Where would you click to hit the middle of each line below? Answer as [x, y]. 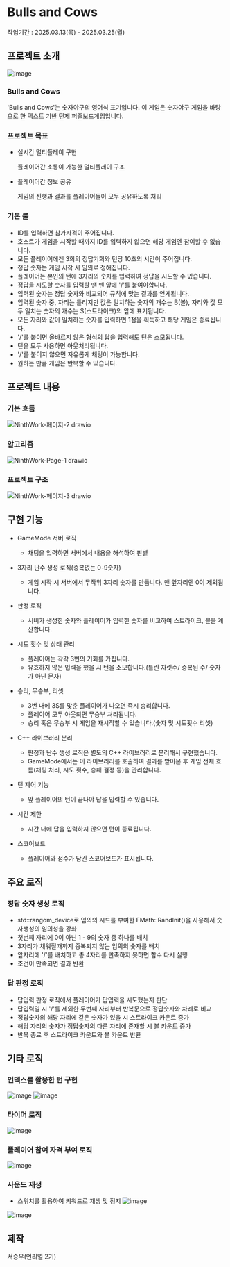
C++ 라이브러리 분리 [45, 738]
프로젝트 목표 [28, 135]
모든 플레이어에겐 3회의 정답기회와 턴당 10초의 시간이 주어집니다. [105, 258]
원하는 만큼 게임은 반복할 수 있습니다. [67, 363]
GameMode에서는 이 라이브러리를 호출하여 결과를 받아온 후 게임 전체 [121, 761]
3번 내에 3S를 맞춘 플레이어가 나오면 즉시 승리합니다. [99, 705]
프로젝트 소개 [34, 56]
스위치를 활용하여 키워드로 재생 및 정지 [69, 1201]
